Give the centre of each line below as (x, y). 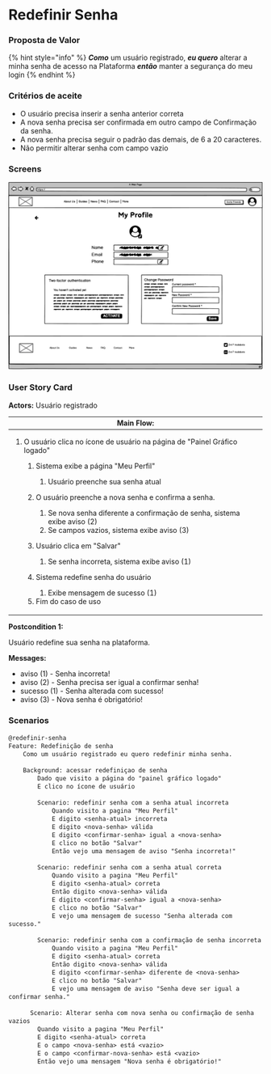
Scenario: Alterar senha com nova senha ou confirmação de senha (142, 1013)
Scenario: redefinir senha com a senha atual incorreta (133, 803)
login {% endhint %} (42, 75)
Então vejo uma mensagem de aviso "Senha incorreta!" (144, 852)
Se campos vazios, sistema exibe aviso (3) (119, 531)
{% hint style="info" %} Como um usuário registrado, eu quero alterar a (128, 57)
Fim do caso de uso (69, 602)
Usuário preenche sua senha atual (104, 482)
